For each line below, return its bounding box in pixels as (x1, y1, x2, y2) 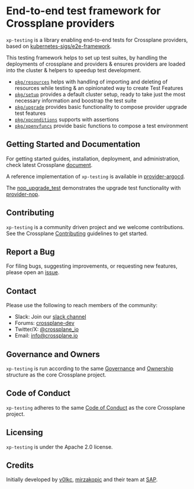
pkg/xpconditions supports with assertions (14, 115, 119, 123)
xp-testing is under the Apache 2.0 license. (6, 443, 114, 451)
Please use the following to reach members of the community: (6, 302, 158, 309)
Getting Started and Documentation (6, 139, 141, 149)
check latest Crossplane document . (6, 161, 93, 168)
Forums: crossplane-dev (14, 320, 75, 327)
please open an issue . (6, 269, 60, 276)
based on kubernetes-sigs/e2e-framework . (6, 43, 112, 50)
